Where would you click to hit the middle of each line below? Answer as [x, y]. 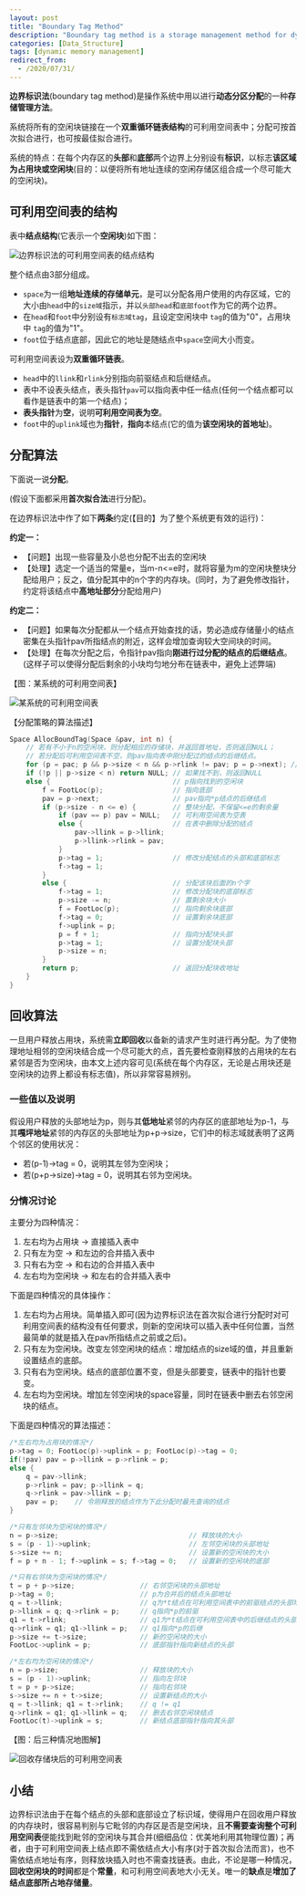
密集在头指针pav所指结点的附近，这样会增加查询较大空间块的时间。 [149, 641]
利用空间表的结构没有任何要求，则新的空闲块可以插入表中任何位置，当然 [158, 1326]
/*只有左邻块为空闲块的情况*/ [58, 1527]
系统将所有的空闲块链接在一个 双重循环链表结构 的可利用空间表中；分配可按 [149, 126]
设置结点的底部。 [55, 1360]
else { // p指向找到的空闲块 [135, 781]
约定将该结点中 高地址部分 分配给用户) [92, 590]
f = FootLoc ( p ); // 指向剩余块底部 [145, 909]
